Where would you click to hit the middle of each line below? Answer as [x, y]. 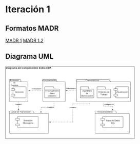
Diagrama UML [29, 56]
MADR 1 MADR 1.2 [24, 40]
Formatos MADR [32, 28]
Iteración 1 [28, 9]
